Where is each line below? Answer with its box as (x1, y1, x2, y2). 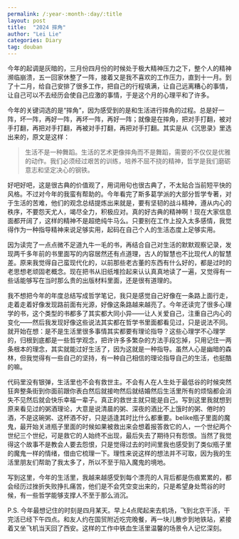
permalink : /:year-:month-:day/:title (7, 10, 122, 18)
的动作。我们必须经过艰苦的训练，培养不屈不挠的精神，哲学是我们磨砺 (24, 157, 231, 165)
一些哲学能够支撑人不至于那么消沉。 (26, 491, 132, 499)
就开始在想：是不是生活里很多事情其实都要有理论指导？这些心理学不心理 (7, 327, 219, 335)
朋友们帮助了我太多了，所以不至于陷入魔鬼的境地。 (19, 458, 169, 466)
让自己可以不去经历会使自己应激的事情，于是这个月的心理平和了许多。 (7, 91, 213, 99)
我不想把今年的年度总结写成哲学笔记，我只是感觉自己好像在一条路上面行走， (7, 292, 232, 299)
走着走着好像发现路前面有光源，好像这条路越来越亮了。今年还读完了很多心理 (7, 300, 232, 309)
